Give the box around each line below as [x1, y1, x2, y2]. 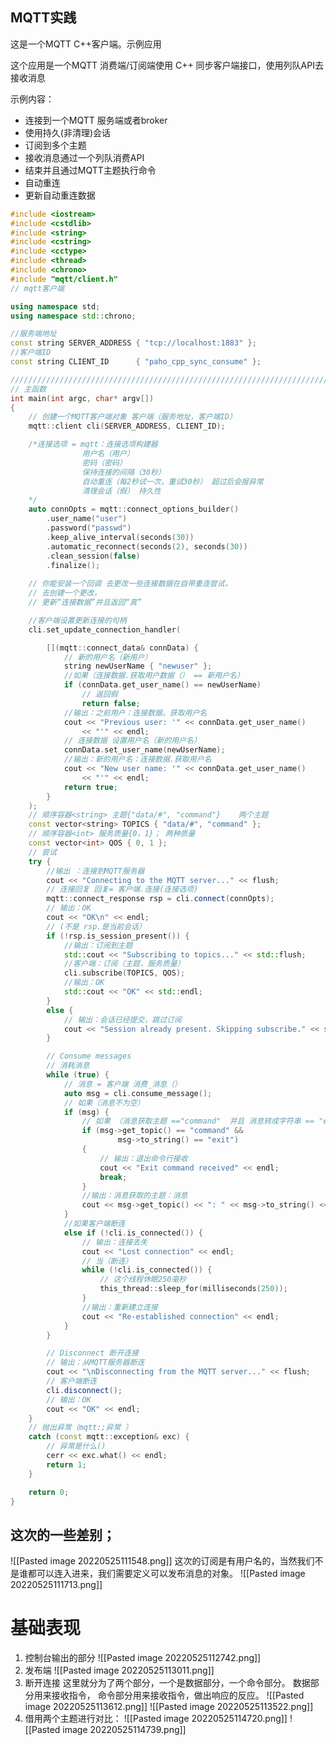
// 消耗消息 [46, 1061, 90, 1071]
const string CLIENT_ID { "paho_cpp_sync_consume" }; [10, 357, 262, 367]
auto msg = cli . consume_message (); [63, 1088, 213, 1098]
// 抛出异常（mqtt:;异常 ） [28, 1423, 133, 1433]
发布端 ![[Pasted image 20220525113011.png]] [24, 1664, 215, 1677]
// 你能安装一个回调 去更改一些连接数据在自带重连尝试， [28, 579, 233, 589]
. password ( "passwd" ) [46, 523, 132, 533]
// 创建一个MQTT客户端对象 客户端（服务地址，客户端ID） [28, 412, 237, 422]
